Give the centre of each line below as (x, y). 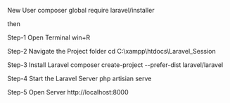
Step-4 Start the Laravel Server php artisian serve (79, 78)
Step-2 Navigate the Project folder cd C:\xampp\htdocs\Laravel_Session (111, 51)
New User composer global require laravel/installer (81, 10)
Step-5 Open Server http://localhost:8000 (68, 92)
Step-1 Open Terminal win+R (49, 37)
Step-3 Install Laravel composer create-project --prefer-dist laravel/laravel (115, 65)
